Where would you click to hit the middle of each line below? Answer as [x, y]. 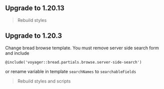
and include [17, 53]
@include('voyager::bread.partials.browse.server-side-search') [73, 62]
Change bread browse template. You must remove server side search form [82, 48]
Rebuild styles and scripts [44, 81]
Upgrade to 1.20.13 [35, 8]
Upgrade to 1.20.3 [34, 36]
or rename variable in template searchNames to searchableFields [71, 71]
